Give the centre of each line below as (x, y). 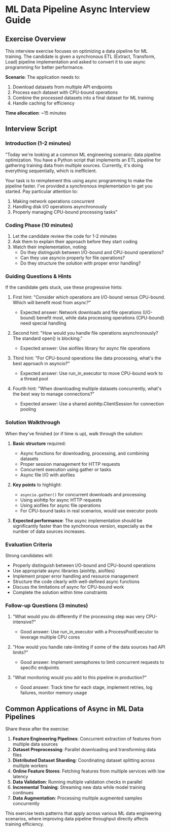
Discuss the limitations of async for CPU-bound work (68, 587)
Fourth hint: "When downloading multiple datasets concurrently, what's (87, 389)
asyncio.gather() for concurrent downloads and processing (83, 494)
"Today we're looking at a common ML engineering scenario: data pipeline (83, 154)
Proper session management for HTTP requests (70, 464)
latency (20, 776)
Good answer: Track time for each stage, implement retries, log (86, 687)
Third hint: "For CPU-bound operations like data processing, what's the (87, 358)
